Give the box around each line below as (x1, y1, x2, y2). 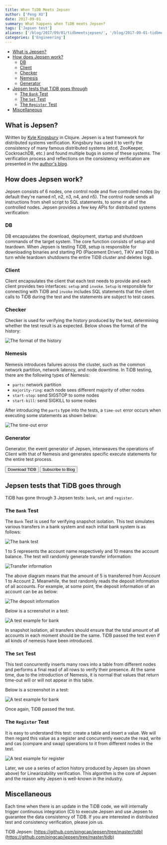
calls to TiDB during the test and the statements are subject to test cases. (5, 294, 156, 300)
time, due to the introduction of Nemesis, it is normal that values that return (5, 672, 159, 678)
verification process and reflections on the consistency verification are (5, 155, 150, 162)
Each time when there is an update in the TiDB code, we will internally (5, 803, 148, 809)
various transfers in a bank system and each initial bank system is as (5, 524, 146, 530)
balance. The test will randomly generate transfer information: (5, 554, 132, 560)
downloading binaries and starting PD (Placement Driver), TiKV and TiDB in (5, 249, 159, 255)
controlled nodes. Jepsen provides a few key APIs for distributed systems (5, 204, 157, 210)
